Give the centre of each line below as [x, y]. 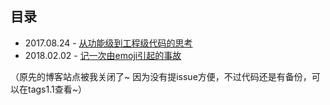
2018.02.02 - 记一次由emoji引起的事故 [103, 55]
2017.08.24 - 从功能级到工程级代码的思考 [108, 43]
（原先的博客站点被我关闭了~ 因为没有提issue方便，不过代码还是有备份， [161, 76]
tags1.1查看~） [57, 89]
